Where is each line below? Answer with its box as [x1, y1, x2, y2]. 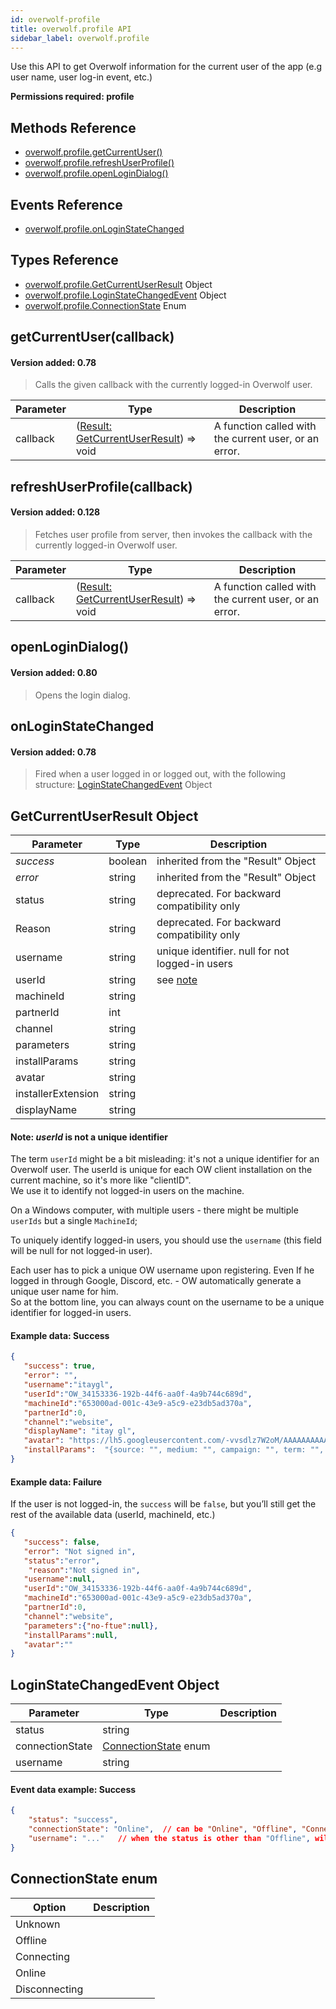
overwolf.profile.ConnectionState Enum [24, 299, 187, 311]
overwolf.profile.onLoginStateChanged [24, 223, 185, 235]
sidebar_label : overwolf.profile [10, 33, 150, 43]
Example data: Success [10, 1329, 110, 1341]
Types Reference [10, 252, 119, 269]
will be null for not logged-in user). [10, 1245, 153, 1257]
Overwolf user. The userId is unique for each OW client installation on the [10, 1164, 313, 1176]
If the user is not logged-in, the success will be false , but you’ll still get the [10, 1498, 317, 1510]
